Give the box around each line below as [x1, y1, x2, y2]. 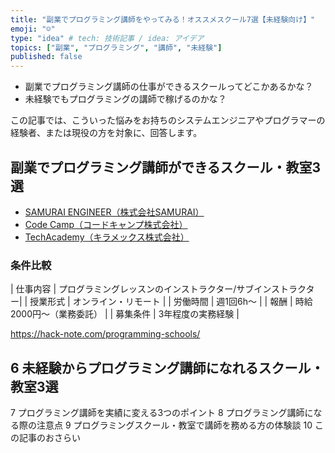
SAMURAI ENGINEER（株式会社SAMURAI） [24, 206, 205, 218]
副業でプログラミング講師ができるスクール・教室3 [10, 159, 322, 176]
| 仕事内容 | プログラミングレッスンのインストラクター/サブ [10, 283, 255, 295]
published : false [10, 52, 83, 62]
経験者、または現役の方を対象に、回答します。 [10, 127, 203, 139]
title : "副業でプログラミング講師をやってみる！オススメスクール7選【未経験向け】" [10, 14, 316, 25]
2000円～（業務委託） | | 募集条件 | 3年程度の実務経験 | [10, 308, 240, 320]
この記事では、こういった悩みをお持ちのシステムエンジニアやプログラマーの [10, 114, 326, 126]
